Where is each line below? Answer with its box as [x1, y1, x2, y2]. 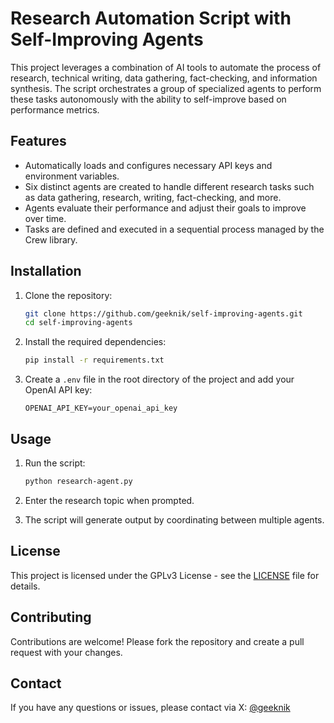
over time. [24, 212, 67, 224]
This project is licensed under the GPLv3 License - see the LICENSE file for [10, 569, 320, 581]
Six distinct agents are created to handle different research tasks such [24, 180, 315, 192]
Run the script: [24, 457, 86, 469]
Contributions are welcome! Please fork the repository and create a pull [10, 635, 305, 647]
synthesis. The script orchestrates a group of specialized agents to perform [10, 82, 322, 94]
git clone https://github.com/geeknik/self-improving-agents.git [24, 308, 303, 319]
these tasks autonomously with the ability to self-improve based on [10, 93, 287, 105]
